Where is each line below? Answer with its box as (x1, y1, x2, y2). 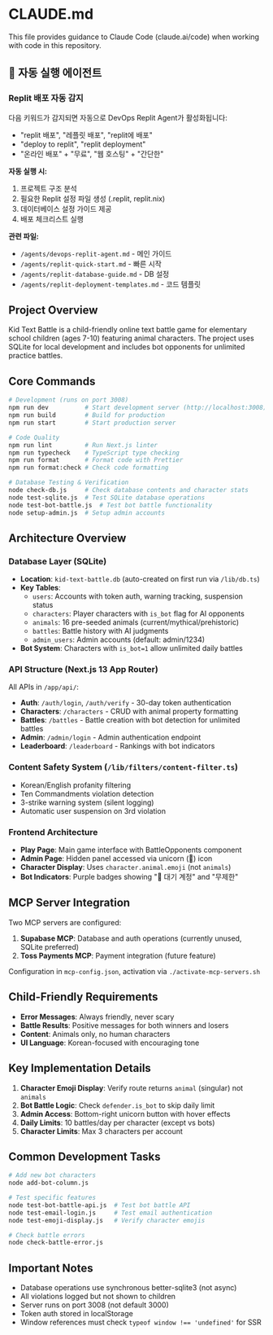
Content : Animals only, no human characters (19, 1029, 171, 1039)
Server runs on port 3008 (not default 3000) (19, 1300, 169, 1310)
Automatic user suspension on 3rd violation (19, 806, 167, 815)
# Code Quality (8, 433, 60, 441)
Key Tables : (19, 583, 61, 593)
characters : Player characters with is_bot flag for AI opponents (32, 608, 245, 619)
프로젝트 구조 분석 (19, 183, 77, 193)
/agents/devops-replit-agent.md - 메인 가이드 (19, 248, 172, 258)
